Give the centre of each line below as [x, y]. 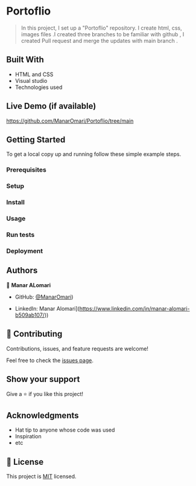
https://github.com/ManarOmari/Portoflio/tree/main [70, 121]
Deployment [25, 251]
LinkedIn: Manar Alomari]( [47, 308]
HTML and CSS [34, 74]
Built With [25, 60]
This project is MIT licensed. [41, 476]
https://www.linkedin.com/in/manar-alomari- [134, 308]
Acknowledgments [43, 415]
